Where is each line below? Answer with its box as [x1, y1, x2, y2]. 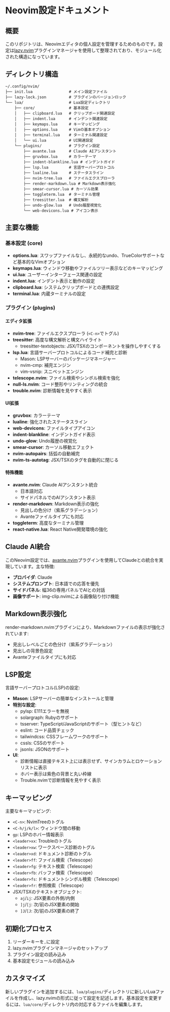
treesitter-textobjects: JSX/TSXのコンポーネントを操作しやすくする [20, 343, 161, 349]
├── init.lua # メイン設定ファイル [5, 89, 108, 94]
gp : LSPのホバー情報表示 [12, 831, 64, 837]
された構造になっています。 [5, 54, 62, 60]
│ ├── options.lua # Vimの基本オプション [14, 127, 111, 132]
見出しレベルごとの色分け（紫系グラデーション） [12, 641, 115, 647]
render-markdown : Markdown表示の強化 [12, 501, 99, 507]
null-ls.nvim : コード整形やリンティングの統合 [12, 381, 108, 387]
